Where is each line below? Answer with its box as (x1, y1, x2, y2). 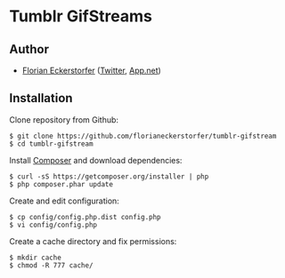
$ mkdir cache (9, 253, 62, 262)
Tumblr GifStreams (9, 6, 153, 27)
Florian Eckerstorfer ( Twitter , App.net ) (21, 65, 162, 75)
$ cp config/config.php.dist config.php (9, 212, 162, 221)
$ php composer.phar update (9, 179, 114, 188)
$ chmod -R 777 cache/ (9, 260, 94, 270)
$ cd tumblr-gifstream (9, 139, 94, 148)
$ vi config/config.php (9, 220, 98, 229)
